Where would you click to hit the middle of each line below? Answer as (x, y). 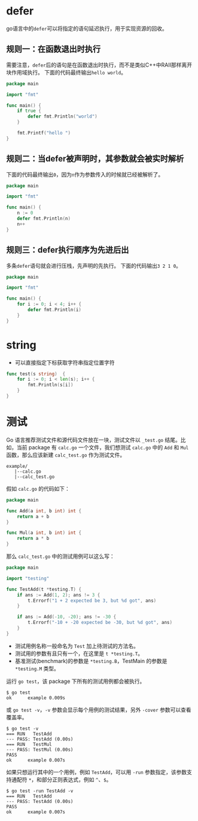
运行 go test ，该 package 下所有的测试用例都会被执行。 (76, 681)
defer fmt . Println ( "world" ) (63, 117)
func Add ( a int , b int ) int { (44, 511)
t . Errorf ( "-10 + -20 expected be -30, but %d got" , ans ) (100, 623)
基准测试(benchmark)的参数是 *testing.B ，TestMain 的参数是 (91, 661)
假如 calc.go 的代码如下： (38, 488)
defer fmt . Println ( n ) (44, 219)
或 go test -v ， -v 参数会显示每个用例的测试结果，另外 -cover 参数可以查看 (99, 709)
